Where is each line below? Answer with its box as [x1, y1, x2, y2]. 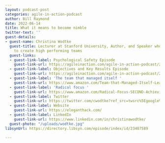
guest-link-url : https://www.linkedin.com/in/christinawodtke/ [14, 116, 146, 122]
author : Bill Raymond [5, 16, 50, 21]
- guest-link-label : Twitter [9, 94, 69, 99]
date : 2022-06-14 [5, 21, 41, 26]
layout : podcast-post [5, 7, 50, 12]
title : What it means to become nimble [5, 26, 87, 30]
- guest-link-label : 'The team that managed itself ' [9, 76, 122, 81]
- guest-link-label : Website [9, 103, 69, 108]
